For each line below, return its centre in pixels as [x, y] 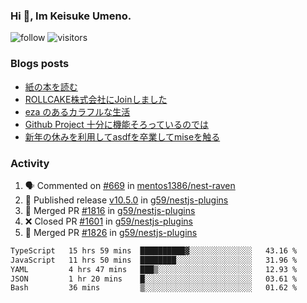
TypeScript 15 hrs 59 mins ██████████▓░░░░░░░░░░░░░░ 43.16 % [154, 250]
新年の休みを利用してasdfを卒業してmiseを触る [122, 136]
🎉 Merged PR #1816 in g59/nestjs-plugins [110, 210]
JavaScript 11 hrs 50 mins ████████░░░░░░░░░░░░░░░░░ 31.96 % [154, 260]
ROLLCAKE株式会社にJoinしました [96, 99]
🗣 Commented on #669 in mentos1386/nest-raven [130, 185]
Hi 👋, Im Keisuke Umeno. [71, 16]
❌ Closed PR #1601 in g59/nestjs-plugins [108, 221]
